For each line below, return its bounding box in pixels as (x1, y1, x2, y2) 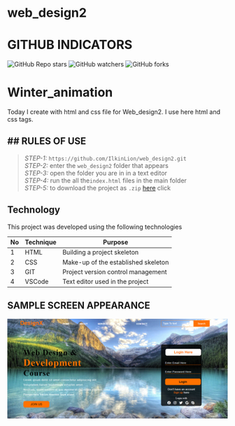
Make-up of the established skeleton (62, 257, 169, 267)
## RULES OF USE (7, 135, 87, 148)
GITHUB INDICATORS (7, 37, 133, 53)
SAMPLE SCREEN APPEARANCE (7, 299, 150, 312)
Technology (7, 204, 61, 216)
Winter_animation (7, 85, 113, 101)
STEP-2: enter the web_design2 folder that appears (24, 161, 169, 169)
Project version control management (62, 267, 167, 276)
